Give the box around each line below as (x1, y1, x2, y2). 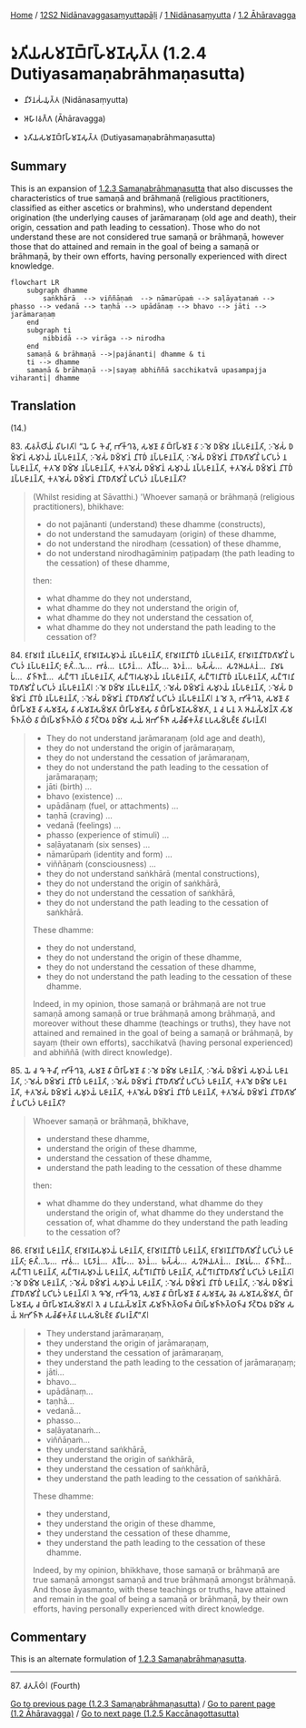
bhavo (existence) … (45, 790, 123, 801)
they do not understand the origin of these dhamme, (45, 951, 242, 962)
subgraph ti (26, 325, 72, 335)
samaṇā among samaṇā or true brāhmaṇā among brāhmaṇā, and (32, 1008, 276, 1019)
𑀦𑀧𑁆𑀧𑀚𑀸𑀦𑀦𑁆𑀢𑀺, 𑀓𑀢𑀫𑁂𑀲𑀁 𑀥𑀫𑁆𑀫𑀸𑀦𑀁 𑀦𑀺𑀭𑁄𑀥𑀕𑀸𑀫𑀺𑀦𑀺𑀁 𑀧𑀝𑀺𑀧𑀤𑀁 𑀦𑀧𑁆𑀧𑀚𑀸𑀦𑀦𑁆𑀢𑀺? (10, 473, 187, 483)
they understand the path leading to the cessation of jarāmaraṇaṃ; (45, 1357, 296, 1367)
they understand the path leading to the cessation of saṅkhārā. (45, 1472, 282, 1484)
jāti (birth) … (45, 780, 93, 792)
